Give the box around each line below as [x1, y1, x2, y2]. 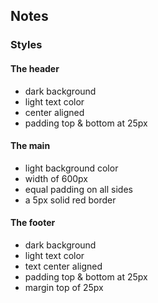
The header [10, 62, 60, 74]
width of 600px [24, 172, 88, 184]
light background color [24, 162, 119, 174]
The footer [10, 217, 56, 229]
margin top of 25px [24, 281, 104, 293]
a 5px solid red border [24, 194, 117, 206]
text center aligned [24, 260, 103, 272]
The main [10, 140, 51, 152]
